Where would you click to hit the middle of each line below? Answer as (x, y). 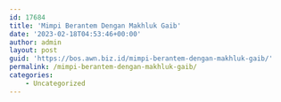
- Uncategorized (56, 83)
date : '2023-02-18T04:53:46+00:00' (75, 34)
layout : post (33, 51)
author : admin (36, 42)
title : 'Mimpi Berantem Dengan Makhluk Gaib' (95, 26)
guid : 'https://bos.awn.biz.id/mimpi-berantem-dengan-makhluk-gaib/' (141, 59)
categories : (31, 75)
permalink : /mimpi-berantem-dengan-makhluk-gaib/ (103, 67)
